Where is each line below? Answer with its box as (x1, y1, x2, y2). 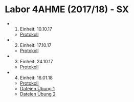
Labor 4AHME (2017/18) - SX (5, 4, 129, 15)
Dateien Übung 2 (19, 91, 56, 97)
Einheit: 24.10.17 (19, 58, 53, 64)
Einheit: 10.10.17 (19, 25, 52, 32)
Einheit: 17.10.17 (19, 42, 52, 48)
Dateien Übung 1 (19, 85, 55, 91)
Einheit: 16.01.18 (19, 74, 53, 81)
